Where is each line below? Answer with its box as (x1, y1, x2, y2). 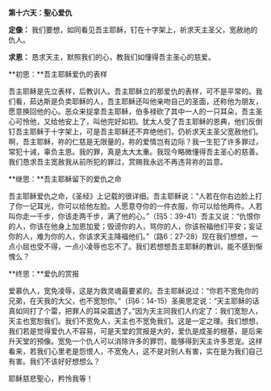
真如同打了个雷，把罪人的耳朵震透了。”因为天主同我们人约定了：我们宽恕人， (8, 306, 263, 315)
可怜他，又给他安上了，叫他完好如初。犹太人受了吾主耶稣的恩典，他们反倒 (15, 117, 263, 126)
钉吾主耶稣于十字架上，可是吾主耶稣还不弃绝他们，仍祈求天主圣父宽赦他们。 (8, 127, 263, 136)
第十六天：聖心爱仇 (8, 8, 73, 17)
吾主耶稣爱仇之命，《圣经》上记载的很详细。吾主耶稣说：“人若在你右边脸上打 (8, 191, 263, 201)
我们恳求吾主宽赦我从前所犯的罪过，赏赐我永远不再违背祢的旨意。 (8, 157, 227, 166)
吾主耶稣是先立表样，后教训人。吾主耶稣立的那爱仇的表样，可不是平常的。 (8, 86, 256, 96)
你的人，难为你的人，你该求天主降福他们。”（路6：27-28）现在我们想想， (8, 231, 252, 241)
